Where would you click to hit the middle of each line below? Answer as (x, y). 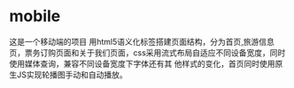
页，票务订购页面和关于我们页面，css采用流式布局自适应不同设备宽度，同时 (147, 52)
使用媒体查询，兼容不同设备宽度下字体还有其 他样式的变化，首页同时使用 (142, 63)
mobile (35, 16)
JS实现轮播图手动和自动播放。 (72, 74)
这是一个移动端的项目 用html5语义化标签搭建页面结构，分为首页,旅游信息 (142, 41)
